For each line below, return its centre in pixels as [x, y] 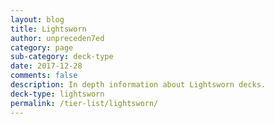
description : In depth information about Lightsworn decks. [138, 85]
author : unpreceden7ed [57, 38]
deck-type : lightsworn [57, 94]
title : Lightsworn [48, 29]
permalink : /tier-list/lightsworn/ [84, 103]
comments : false [44, 76]
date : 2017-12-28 [46, 66]
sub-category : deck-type [62, 57]
